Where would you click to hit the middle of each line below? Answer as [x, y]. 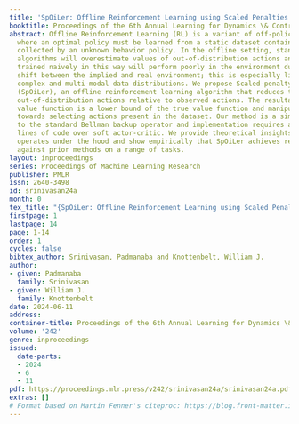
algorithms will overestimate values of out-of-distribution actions [149, 59]
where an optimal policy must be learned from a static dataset [139, 42]
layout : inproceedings [51, 158]
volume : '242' [36, 332]
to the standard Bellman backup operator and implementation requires [151, 125]
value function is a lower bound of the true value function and [141, 108]
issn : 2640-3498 [39, 183]
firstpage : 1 [33, 216]
